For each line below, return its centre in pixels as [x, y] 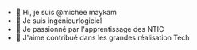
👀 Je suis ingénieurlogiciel [59, 21]
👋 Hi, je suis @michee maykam [66, 12]
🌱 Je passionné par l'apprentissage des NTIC [90, 29]
